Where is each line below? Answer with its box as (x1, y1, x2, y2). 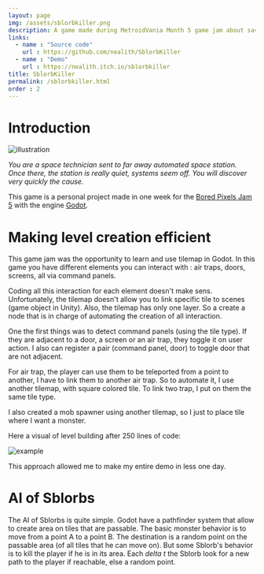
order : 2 (8, 84, 41, 93)
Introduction (8, 119, 91, 136)
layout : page (8, 11, 51, 20)
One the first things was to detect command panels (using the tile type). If (8, 326, 247, 336)
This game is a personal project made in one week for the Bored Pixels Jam (8, 192, 253, 202)
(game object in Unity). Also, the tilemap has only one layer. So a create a (8, 303, 246, 312)
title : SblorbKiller (8, 70, 76, 78)
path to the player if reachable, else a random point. (8, 557, 176, 567)
